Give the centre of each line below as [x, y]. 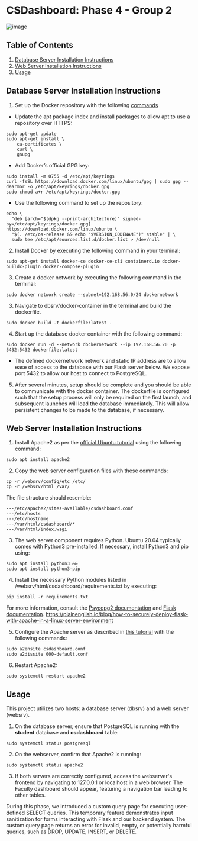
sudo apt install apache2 [38, 460]
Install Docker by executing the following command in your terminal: [97, 250]
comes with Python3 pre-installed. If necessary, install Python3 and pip [102, 547]
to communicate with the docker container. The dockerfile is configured [102, 391]
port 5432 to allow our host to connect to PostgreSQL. [81, 373]
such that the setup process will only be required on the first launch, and [103, 397]
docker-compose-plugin [71, 266]
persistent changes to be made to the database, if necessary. [89, 410]
